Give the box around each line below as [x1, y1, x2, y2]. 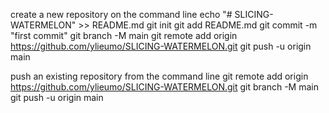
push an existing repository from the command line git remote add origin [10, 70, 309, 82]
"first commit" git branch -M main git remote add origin [10, 30, 238, 41]
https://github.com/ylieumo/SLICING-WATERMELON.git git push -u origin [10, 40, 312, 52]
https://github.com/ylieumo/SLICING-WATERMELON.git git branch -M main [10, 81, 319, 93]
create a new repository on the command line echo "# [10, 9, 233, 20]
